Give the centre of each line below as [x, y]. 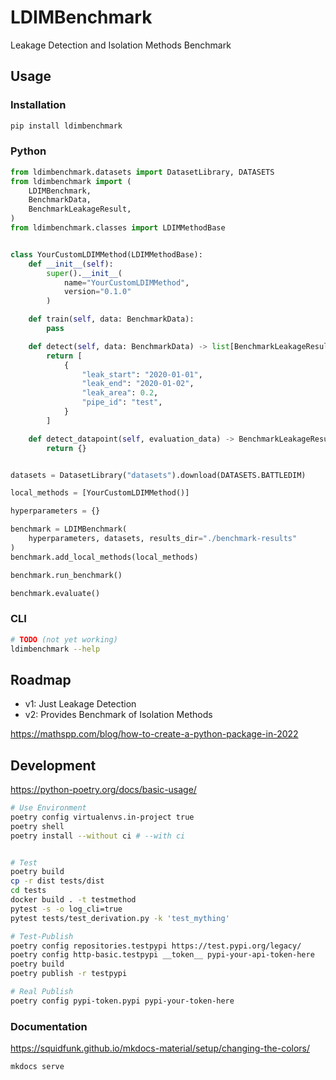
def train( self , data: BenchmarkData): [111, 319]
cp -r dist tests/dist [57, 881]
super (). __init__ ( [84, 273]
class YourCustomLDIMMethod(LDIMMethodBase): [106, 254]
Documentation [49, 1026]
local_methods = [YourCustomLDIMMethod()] [100, 493]
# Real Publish [42, 992]
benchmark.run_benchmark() [66, 575]
